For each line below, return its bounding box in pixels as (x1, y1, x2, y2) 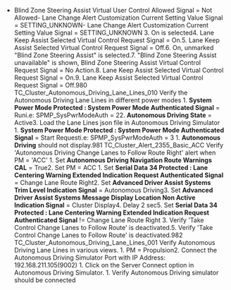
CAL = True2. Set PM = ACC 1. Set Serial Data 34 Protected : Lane (13, 164, 208, 171)
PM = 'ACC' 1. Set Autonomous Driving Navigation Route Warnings (13, 156, 213, 164)
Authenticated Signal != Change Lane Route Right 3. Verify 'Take (13, 216, 204, 224)
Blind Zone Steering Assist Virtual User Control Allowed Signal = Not (13, 6, 213, 14)
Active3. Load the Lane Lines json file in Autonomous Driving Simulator (13, 119, 220, 126)
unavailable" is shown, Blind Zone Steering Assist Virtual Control (13, 59, 201, 66)
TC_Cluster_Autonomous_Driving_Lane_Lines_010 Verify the (13, 88, 188, 97)
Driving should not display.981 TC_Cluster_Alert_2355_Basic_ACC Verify (13, 141, 224, 149)
